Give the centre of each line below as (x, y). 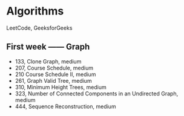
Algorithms (35, 11)
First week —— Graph (48, 47)
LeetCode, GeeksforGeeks (39, 28)
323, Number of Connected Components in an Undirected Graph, (97, 93)
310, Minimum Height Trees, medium (61, 87)
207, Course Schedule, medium (54, 68)
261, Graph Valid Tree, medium (53, 80)
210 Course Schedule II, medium (55, 74)
